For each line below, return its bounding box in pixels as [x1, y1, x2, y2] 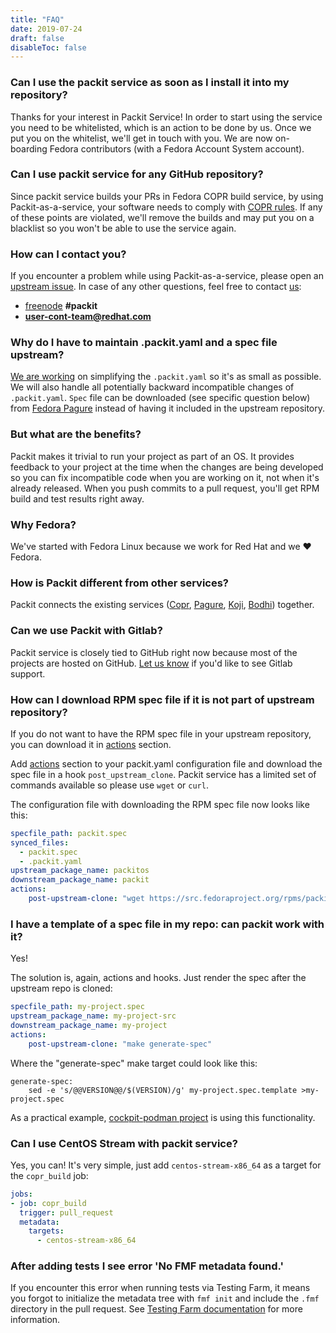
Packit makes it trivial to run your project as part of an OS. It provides [10, 450, 295, 462]
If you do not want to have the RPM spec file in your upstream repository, [10, 727, 312, 740]
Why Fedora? [10, 517, 77, 531]
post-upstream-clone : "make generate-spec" [28, 1039, 213, 1049]
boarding [10, 142, 48, 155]
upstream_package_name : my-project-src [10, 1011, 177, 1021]
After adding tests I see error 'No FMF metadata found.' [10, 1259, 284, 1273]
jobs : [10, 1189, 33, 1199]
